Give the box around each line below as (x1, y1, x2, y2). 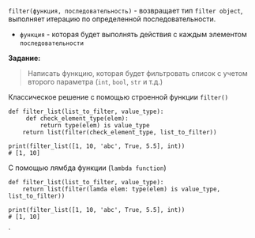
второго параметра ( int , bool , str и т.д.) (27, 77, 163, 86)
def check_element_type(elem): (25, 115, 129, 123)
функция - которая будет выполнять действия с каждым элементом (19, 30, 247, 39)
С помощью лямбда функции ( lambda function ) (8, 163, 167, 172)
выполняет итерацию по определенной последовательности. (8, 14, 216, 24)
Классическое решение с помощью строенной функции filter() (8, 93, 229, 101)
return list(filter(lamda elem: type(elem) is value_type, (22, 185, 221, 193)
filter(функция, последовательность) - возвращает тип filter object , (8, 6, 243, 15)
